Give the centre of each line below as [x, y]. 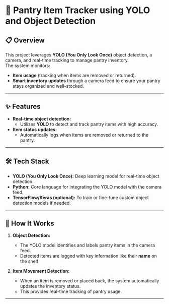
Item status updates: [34, 129]
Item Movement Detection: [41, 271]
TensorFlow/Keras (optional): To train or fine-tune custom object [81, 197]
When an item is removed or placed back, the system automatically [90, 281]
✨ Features [23, 107]
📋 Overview [25, 40]
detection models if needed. [42, 203]
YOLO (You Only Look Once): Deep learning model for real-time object [86, 176]
